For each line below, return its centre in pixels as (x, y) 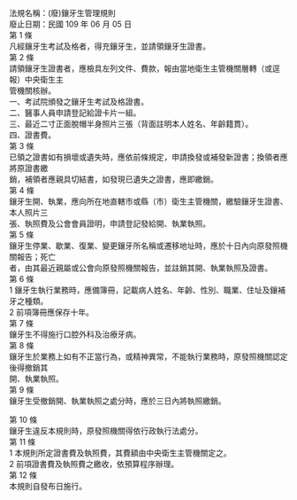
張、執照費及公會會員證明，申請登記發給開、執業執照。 (110, 223)
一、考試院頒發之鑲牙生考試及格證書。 (79, 102)
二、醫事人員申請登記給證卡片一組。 (75, 113)
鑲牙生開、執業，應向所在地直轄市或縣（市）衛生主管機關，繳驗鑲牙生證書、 (148, 201)
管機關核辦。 (32, 90)
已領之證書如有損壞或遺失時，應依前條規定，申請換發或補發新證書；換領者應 (148, 157)
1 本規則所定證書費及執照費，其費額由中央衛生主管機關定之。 (120, 453)
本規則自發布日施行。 (48, 486)
